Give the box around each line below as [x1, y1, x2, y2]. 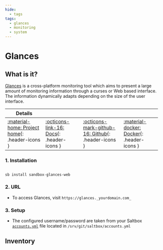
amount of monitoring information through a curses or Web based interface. [5, 88, 157, 94]
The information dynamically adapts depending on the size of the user [5, 93, 146, 99]
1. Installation [5, 157, 37, 163]
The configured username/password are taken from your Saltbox [12, 217, 142, 224]
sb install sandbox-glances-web [5, 172, 70, 178]
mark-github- [83, 125, 115, 131]
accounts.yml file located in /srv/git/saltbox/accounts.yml [12, 223, 131, 229]
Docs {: [45, 130, 61, 137]
